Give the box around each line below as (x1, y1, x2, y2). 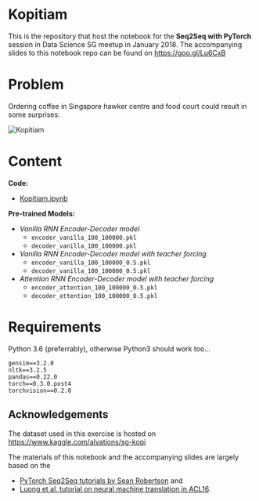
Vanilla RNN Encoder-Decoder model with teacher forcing (19, 249, 207, 258)
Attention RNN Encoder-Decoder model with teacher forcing (19, 274, 214, 283)
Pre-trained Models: (8, 209, 76, 218)
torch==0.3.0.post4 (8, 379, 72, 387)
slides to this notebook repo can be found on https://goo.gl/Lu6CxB (8, 48, 226, 57)
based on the (8, 460, 51, 470)
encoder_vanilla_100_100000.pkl (31, 234, 137, 241)
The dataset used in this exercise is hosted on (8, 429, 156, 438)
